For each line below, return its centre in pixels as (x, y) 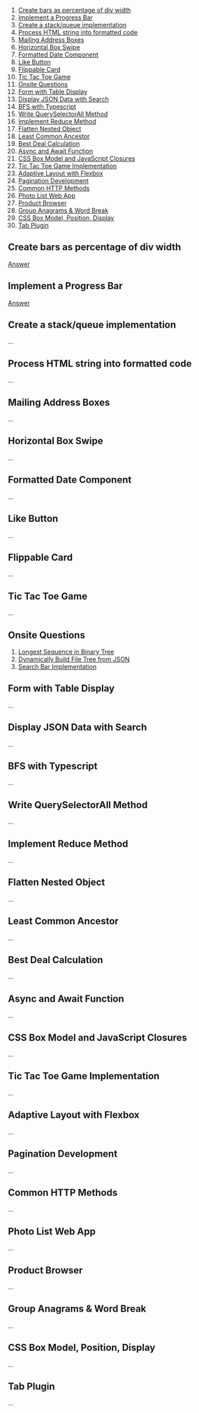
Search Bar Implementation (57, 666)
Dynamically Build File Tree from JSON (74, 659)
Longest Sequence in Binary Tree (66, 652)
